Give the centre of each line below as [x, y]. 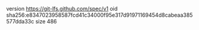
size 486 [46, 21]
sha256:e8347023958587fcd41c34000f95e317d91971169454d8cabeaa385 [99, 15]
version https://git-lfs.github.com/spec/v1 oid [62, 9]
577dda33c [20, 21]
